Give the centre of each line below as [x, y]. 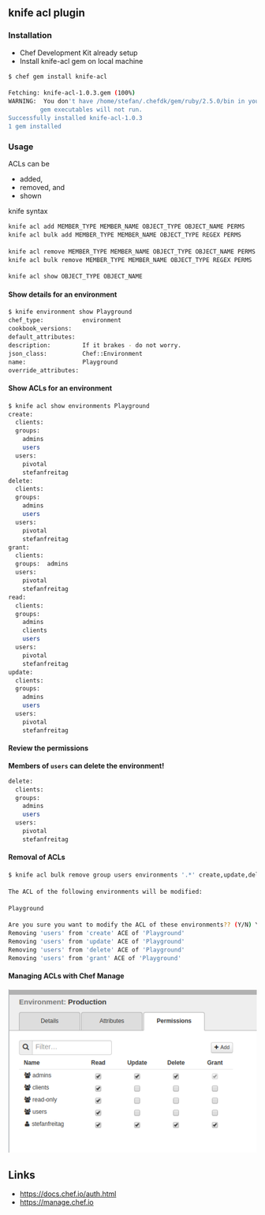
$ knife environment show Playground [70, 312]
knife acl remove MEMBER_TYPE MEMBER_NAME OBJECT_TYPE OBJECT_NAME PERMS [132, 252]
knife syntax [28, 211]
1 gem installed [35, 126]
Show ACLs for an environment [60, 388]
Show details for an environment [63, 294]
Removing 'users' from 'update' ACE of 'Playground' [97, 942]
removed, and [42, 188]
